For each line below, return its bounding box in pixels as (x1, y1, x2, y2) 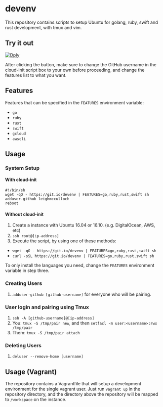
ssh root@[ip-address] (12, 233, 59, 239)
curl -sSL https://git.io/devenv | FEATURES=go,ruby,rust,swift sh (12, 254, 154, 259)
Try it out (5, 39, 34, 47)
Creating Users (5, 280, 42, 287)
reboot (5, 201, 19, 206)
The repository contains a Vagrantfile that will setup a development (5, 380, 142, 386)
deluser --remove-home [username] (12, 354, 83, 359)
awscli (12, 136, 26, 141)
